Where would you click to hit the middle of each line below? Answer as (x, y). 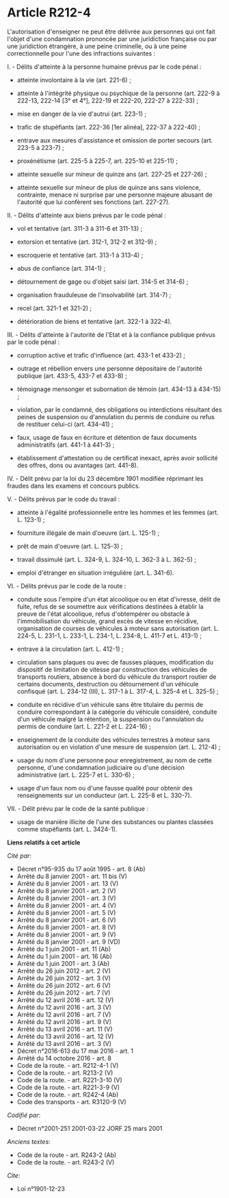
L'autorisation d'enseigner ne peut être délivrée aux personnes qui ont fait (111, 32)
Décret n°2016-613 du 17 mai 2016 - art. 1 (75, 1051)
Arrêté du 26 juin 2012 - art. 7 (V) (64, 993)
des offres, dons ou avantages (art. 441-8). (78, 465)
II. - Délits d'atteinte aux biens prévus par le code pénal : (86, 215)
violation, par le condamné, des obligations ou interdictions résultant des (119, 410)
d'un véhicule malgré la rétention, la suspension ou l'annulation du (110, 719)
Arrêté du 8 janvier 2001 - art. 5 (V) (66, 912)
